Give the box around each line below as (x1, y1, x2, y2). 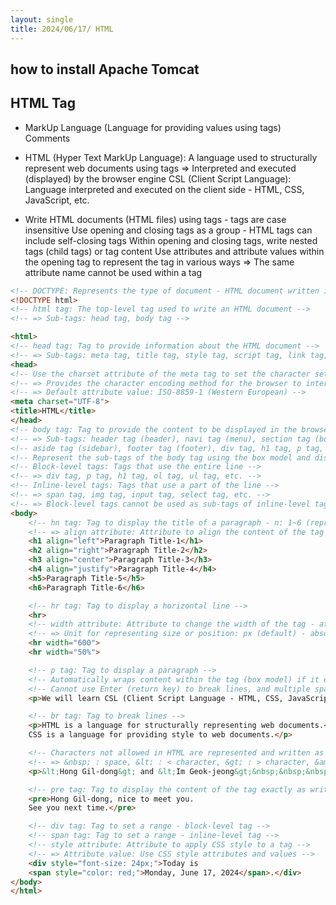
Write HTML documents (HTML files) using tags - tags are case (24, 213, 287, 225)
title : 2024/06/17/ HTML (10, 24, 114, 34)
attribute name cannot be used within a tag (24, 266, 203, 278)
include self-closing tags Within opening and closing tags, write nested (24, 234, 318, 246)
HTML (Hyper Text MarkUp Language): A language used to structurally (24, 151, 318, 163)
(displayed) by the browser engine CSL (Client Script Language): (24, 172, 292, 185)
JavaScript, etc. (24, 194, 90, 206)
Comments (24, 132, 71, 144)
